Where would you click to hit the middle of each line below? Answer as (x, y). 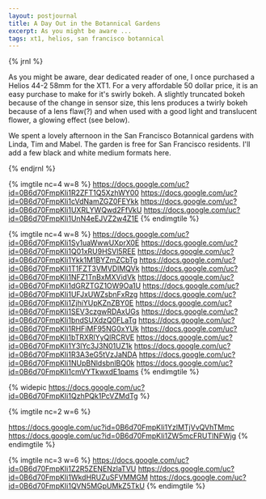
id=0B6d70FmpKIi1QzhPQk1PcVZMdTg (74, 396)
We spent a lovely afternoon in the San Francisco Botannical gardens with (131, 136)
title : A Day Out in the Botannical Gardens (84, 23)
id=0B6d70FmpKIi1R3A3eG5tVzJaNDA (73, 355)
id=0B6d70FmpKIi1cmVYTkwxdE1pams (74, 372)
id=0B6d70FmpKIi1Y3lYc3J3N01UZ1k (70, 346)
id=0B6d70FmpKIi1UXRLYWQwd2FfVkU (75, 210)
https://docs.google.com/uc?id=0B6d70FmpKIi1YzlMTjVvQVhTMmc (121, 427)
